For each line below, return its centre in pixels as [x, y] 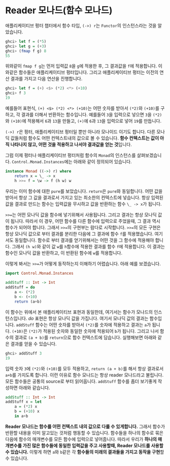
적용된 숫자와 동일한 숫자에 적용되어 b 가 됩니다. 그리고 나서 [101, 331]
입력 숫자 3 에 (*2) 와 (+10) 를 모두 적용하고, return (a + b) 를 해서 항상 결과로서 [84, 368]
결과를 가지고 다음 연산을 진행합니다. [46, 79]
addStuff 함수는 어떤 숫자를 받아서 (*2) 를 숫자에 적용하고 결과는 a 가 [83, 325]
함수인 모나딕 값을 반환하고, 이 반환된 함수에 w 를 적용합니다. [64, 253]
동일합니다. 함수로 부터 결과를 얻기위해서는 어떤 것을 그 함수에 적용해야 [84, 240]
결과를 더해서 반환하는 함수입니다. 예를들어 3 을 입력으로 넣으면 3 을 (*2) [92, 114]
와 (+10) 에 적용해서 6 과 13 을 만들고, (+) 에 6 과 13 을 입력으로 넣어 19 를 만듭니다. [83, 121]
